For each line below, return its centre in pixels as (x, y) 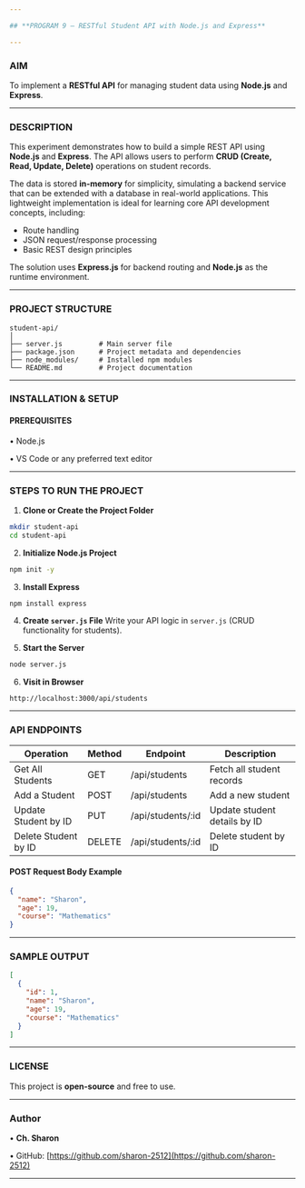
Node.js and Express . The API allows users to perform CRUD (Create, (141, 156)
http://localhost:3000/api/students (79, 699)
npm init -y (32, 569)
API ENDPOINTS (46, 730)
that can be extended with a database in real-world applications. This (139, 194)
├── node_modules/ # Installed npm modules (101, 360)
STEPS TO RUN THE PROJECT (76, 490)
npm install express (49, 604)
